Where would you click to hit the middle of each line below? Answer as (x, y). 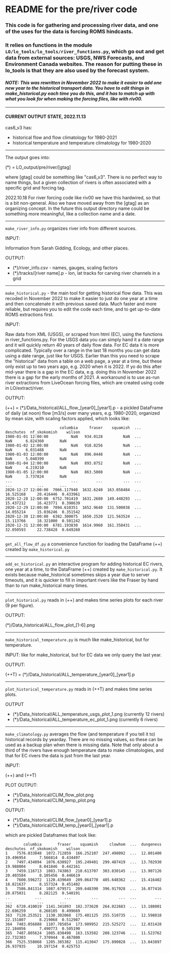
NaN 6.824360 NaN (36, 441)
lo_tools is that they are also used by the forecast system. (77, 70)
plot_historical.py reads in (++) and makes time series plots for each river (84, 600)
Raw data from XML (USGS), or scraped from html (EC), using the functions (84, 334)
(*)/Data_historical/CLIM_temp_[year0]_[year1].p (63, 825)
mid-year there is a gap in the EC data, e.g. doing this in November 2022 (81, 372)
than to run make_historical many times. (47, 585)
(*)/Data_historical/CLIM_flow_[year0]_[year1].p (62, 820)
